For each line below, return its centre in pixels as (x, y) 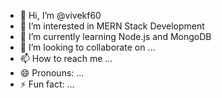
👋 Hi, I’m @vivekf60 (60, 15)
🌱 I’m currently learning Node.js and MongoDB (115, 36)
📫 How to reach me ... (66, 58)
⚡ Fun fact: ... (47, 84)
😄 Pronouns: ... (52, 73)
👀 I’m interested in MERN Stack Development (112, 26)
